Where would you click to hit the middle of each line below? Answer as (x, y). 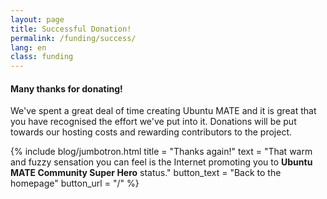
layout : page (37, 19)
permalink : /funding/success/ (73, 38)
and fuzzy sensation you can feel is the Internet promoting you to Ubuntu (161, 162)
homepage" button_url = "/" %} (75, 183)
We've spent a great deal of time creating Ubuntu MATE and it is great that (163, 111)
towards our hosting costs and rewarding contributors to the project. (151, 132)
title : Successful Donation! (71, 29)
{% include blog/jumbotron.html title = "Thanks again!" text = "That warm (161, 152)
